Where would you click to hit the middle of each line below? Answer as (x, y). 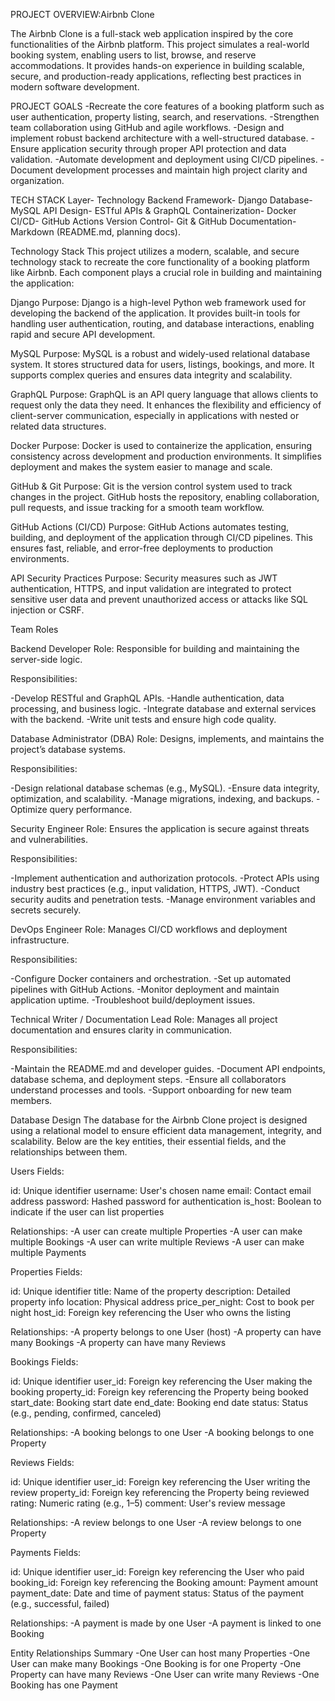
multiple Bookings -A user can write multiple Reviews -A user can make (157, 1242)
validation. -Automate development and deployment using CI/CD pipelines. (164, 159)
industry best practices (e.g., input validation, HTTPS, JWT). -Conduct (155, 888)
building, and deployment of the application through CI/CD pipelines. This (161, 537)
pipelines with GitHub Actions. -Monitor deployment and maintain (145, 989)
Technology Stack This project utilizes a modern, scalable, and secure (155, 251)
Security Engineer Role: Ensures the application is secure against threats (160, 828)
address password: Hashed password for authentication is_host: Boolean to (166, 1201)
